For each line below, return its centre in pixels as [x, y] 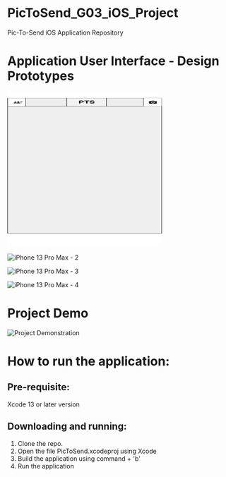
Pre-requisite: [38, 387]
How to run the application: [89, 361]
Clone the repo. [40, 443]
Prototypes [41, 76]
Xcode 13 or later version [43, 404]
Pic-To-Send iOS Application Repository [65, 32]
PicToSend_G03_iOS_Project [93, 13]
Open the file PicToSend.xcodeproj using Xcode [87, 451]
